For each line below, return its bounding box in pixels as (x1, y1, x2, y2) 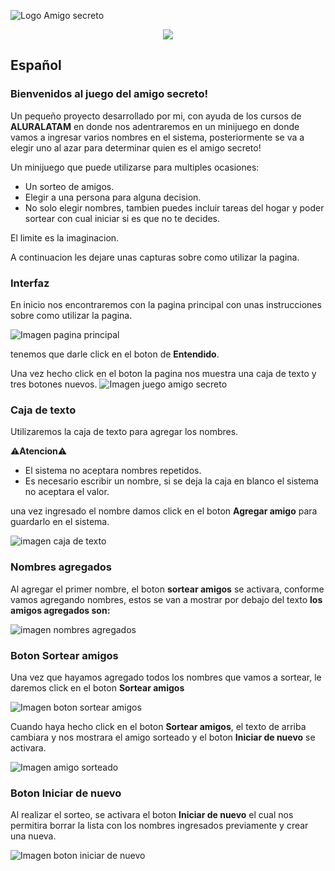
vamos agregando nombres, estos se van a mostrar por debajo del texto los (10, 593, 323, 605)
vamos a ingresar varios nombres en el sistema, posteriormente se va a (10, 131, 305, 143)
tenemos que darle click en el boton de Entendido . (10, 348, 220, 360)
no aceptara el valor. (24, 486, 110, 498)
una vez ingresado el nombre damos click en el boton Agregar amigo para (10, 505, 318, 517)
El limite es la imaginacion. (10, 231, 120, 244)
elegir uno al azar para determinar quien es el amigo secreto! (10, 141, 262, 154)
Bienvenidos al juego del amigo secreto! (10, 87, 208, 101)
